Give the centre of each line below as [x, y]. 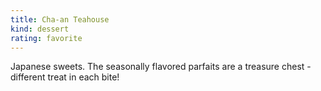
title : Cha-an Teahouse [60, 19]
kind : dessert [40, 29]
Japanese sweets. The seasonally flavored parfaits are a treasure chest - [161, 67]
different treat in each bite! [65, 77]
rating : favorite [46, 38]
